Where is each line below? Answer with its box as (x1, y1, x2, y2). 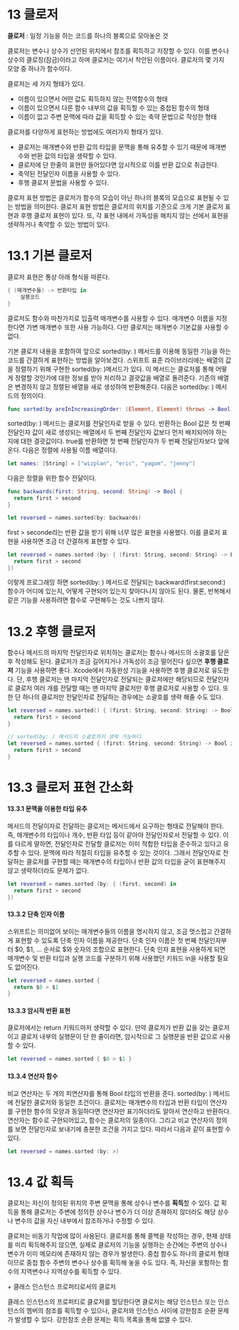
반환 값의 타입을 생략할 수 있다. (31, 151, 117, 160)
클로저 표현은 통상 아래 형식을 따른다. (7, 272, 110, 281)
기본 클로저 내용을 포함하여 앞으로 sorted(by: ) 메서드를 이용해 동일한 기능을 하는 (7, 347, 231, 355)
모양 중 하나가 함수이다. (7, 64, 73, 73)
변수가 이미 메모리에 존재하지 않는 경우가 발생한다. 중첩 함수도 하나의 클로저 (7, 1250, 216, 1258)
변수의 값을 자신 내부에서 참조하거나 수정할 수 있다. (14, 1217, 155, 1225)
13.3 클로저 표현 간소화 (7, 779, 134, 795)
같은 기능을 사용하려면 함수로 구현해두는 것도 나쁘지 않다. (7, 596, 165, 604)
